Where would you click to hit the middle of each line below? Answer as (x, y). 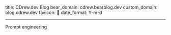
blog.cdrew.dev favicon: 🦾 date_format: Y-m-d (54, 12)
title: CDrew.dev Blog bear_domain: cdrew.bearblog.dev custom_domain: (81, 7)
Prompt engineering (26, 27)
